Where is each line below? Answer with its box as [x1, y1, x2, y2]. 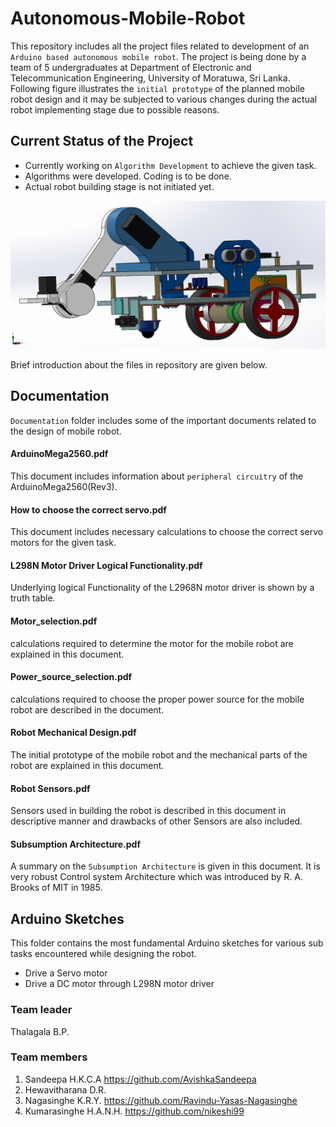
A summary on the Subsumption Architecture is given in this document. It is [10, 860, 321, 872]
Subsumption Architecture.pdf [10, 838, 141, 850]
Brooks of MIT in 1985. [10, 882, 103, 894]
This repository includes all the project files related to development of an [10, 40, 310, 52]
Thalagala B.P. [10, 1025, 70, 1037]
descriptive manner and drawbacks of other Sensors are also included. [10, 815, 303, 827]
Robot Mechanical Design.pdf [10, 727, 137, 739]
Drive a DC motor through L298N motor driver [24, 978, 215, 990]
